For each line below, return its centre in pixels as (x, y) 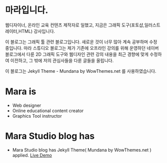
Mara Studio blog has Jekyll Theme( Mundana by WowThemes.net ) (82, 150)
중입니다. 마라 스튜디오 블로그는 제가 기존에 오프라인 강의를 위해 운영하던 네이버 (82, 48)
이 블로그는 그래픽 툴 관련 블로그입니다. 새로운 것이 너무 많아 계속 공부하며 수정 (81, 42)
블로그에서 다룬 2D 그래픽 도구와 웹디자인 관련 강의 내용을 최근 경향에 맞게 (77, 54)
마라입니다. (27, 10)
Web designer (27, 105)
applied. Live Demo (32, 155)
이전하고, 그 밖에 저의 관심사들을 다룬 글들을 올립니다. (62, 60)
